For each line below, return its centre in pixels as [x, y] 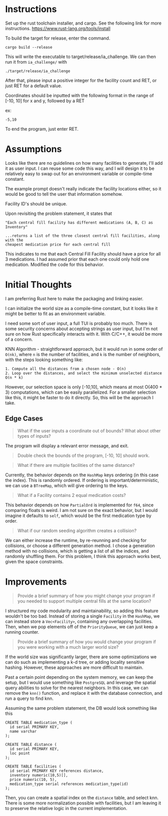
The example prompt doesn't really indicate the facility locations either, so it [83, 188]
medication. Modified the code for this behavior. [54, 264]
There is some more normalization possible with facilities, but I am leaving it [83, 803]
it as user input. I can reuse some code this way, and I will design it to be [80, 168]
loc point [20, 753]
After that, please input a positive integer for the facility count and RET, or [81, 80]
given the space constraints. [34, 562]
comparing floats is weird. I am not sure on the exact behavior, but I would [81, 510]
